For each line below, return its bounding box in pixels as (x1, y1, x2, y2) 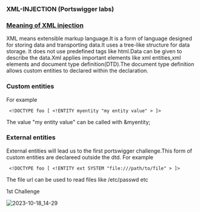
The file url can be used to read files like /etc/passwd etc (6, 176, 148, 183)
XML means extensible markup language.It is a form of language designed (6, 35, 193, 42)
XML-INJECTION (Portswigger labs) (6, 5, 114, 13)
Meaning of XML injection (6, 21, 84, 29)
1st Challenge (6, 187, 40, 195)
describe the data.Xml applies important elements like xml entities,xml (6, 54, 181, 62)
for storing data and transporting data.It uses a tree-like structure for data (6, 41, 190, 48)
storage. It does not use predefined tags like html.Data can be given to (6, 48, 182, 55)
